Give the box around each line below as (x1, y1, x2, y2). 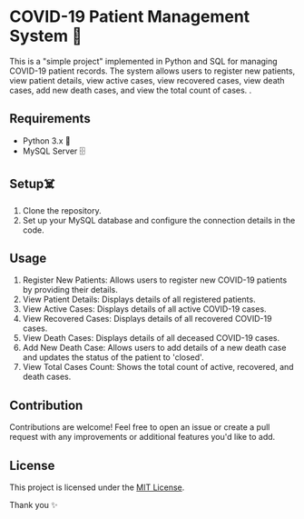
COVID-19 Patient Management (9, 6, 250, 27)
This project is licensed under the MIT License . (9, 482, 185, 493)
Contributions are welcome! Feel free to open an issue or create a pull (9, 422, 270, 433)
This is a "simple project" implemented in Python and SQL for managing (9, 55, 279, 66)
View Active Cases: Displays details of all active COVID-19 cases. (22, 304, 267, 314)
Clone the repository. (22, 205, 102, 215)
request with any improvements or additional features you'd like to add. (9, 432, 276, 443)
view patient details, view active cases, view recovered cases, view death (9, 75, 285, 85)
